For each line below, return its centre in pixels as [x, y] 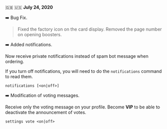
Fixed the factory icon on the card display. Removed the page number [90, 29]
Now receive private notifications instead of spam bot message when [77, 56]
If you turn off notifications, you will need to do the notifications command [83, 71]
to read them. [19, 77]
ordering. [15, 61]
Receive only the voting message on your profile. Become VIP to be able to [83, 107]
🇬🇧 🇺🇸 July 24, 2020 [29, 7]
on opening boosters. [40, 34]
